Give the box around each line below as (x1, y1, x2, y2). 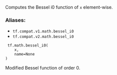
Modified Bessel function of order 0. (5, 65, 81, 71)
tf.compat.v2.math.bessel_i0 (12, 34, 74, 39)
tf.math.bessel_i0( (7, 43, 49, 48)
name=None (14, 52, 35, 57)
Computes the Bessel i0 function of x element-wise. (5, 4, 113, 10)
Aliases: (5, 16, 26, 23)
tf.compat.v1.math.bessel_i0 (12, 29, 74, 34)
